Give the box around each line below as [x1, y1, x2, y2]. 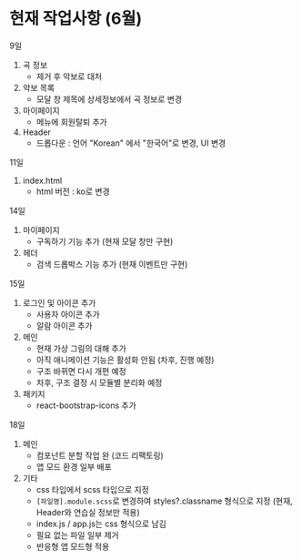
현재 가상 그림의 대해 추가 [35, 342, 127, 353]
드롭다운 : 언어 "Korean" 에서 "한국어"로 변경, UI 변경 [35, 137, 226, 148]
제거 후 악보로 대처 [35, 70, 103, 82]
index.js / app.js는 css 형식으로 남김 [35, 518, 166, 529]
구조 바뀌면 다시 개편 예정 [35, 365, 127, 376]
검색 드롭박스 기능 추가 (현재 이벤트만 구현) [35, 259, 188, 270]
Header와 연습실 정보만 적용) [35, 506, 141, 517]
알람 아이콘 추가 [35, 320, 93, 331]
